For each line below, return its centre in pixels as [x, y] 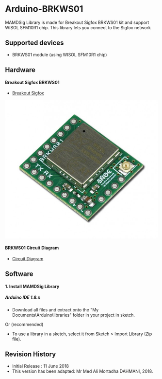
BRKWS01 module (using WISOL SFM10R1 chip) [59, 54]
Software [19, 274]
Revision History [31, 354]
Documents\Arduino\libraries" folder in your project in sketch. [73, 315]
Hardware [20, 70]
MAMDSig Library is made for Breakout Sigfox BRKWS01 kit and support [77, 22]
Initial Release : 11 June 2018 [40, 366]
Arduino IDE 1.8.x [23, 297]
